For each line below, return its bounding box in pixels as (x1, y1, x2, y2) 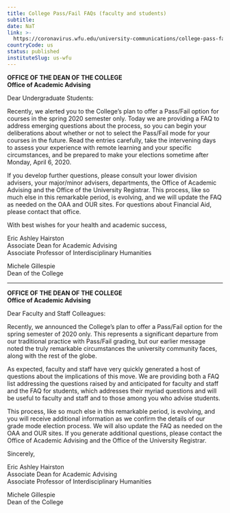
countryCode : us (7, 42, 53, 49)
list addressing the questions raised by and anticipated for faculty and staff (7, 379, 219, 387)
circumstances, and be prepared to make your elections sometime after (7, 150, 209, 159)
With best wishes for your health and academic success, (7, 220, 167, 229)
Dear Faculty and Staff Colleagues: (7, 309, 106, 317)
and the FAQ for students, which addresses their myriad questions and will (7, 386, 217, 395)
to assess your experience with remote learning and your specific (7, 143, 192, 151)
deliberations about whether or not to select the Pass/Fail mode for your (7, 129, 210, 137)
